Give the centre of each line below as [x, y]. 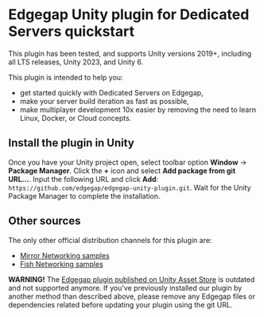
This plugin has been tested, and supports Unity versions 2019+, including [130, 53]
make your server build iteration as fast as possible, [104, 101]
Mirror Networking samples [64, 255]
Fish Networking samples [61, 264]
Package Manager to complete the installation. [84, 195]
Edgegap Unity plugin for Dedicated [129, 15]
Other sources [45, 221]
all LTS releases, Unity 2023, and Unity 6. [76, 62]
